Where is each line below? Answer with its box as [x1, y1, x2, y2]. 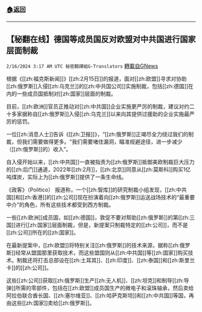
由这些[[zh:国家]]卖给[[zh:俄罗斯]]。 [6, 299, 95, 307]
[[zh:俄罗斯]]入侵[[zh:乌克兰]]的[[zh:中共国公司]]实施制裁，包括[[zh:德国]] [6, 83, 188, 90]
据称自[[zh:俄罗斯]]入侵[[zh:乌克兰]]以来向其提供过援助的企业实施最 [22, 110, 189, 118]
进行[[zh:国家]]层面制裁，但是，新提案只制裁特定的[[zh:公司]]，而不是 [15, 221, 188, 229]
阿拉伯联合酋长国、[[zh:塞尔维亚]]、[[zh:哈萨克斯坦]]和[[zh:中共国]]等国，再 [6, 292, 194, 299]
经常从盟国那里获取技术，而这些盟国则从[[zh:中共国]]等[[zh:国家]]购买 [15, 249, 188, 256]
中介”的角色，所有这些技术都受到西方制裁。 [6, 201, 114, 208]
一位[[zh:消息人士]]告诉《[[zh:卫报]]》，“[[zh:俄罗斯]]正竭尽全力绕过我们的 [6, 131, 189, 138]
